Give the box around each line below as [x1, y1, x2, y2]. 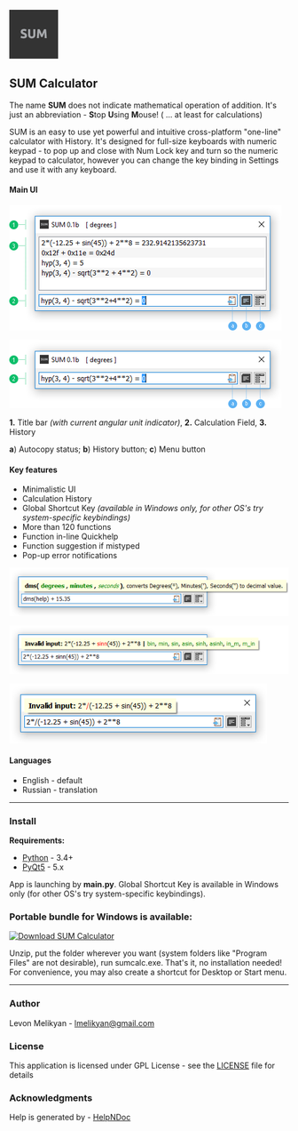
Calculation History [21, 493, 92, 504]
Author [9, 998, 41, 1010]
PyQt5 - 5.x [21, 862, 65, 872]
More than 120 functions [21, 522, 112, 533]
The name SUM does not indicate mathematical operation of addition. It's [9, 100, 278, 110]
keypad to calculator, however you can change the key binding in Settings [9, 155, 279, 165]
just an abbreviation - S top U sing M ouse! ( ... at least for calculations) [9, 108, 263, 120]
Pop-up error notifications [21, 550, 118, 561]
